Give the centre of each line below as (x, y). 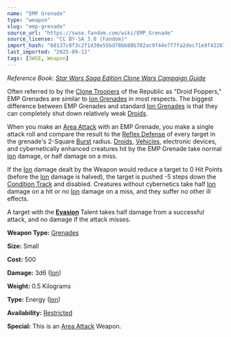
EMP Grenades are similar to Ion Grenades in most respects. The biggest (110, 99)
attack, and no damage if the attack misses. (69, 219)
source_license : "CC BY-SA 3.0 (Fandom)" (67, 39)
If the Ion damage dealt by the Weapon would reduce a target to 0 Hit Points (115, 169)
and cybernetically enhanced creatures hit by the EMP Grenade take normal (114, 148)
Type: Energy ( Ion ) (34, 299)
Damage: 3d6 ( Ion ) (34, 272)
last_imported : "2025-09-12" (49, 52)
